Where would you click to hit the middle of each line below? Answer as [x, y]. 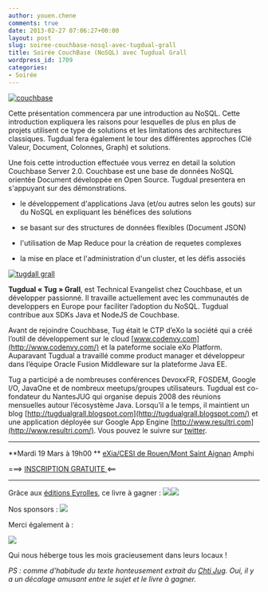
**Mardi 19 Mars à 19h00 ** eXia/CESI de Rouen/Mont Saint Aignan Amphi [131, 453]
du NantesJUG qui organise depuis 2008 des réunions [131, 397]
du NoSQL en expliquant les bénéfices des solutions [106, 211]
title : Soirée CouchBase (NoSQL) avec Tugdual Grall [98, 53]
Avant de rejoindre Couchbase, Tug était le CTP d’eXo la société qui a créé [130, 330]
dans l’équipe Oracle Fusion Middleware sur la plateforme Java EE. [118, 364]
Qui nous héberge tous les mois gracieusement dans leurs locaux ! [118, 555]
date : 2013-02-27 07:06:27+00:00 [64, 30]
